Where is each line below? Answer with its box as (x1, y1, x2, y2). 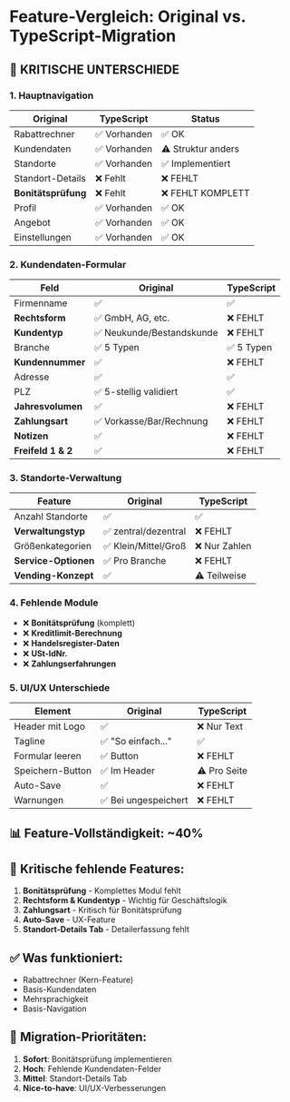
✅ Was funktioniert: (9, 950, 124, 966)
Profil (14, 202, 37, 214)
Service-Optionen (14, 555, 95, 567)
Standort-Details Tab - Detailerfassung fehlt (22, 924, 190, 935)
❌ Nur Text (197, 720, 243, 733)
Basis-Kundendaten (22, 984, 97, 995)
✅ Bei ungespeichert (100, 794, 188, 807)
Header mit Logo (14, 720, 86, 733)
